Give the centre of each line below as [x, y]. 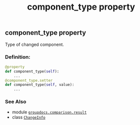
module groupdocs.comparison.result [49, 112]
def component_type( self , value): [40, 85]
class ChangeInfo [29, 117]
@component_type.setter [29, 80]
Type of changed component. [35, 44]
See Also [16, 102]
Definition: [18, 57]
